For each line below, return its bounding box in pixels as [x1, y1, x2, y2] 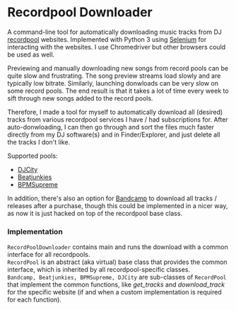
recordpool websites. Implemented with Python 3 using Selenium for [7, 35, 207, 43]
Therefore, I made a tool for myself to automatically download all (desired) [7, 108, 223, 116]
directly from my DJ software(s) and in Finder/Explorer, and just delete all [7, 130, 220, 139]
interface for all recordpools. [7, 251, 90, 259]
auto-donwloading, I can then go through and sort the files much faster [7, 122, 214, 131]
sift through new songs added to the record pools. [7, 93, 153, 103]
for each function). [7, 295, 62, 304]
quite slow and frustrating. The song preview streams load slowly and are [7, 71, 221, 80]
